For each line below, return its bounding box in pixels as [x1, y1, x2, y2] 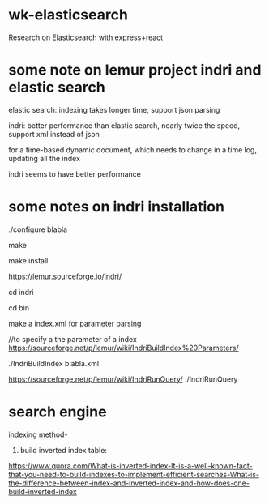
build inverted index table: [19, 445, 108, 455]
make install [8, 255, 49, 265]
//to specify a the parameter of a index [8, 334, 138, 344]
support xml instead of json [8, 129, 100, 139]
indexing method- [8, 429, 68, 439]
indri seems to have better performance [8, 169, 142, 179]
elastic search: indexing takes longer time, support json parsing [8, 105, 220, 114]
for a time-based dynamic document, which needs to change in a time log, [8, 144, 258, 155]
